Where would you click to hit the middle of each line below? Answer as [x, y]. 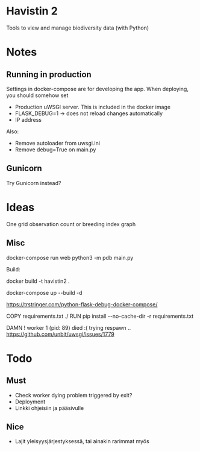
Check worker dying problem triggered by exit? [73, 395]
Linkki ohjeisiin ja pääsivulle [49, 408]
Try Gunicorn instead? [34, 183]
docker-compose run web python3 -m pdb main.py [70, 257]
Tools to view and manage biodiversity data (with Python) [78, 28]
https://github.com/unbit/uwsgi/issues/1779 [60, 334]
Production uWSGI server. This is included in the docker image [92, 107]
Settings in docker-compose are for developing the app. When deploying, [97, 89]
